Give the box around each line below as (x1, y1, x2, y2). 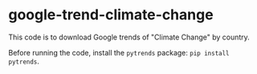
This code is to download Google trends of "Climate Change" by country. (8, 32, 251, 42)
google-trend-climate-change (8, 6, 214, 24)
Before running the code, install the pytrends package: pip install (8, 47, 230, 57)
